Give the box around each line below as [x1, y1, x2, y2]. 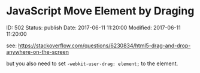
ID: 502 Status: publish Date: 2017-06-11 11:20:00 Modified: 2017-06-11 [6, 24, 181, 31]
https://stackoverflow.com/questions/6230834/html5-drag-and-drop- [17, 42, 191, 49]
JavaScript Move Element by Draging [6, 4, 195, 18]
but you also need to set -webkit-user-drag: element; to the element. [6, 60, 178, 67]
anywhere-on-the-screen [6, 48, 69, 55]
